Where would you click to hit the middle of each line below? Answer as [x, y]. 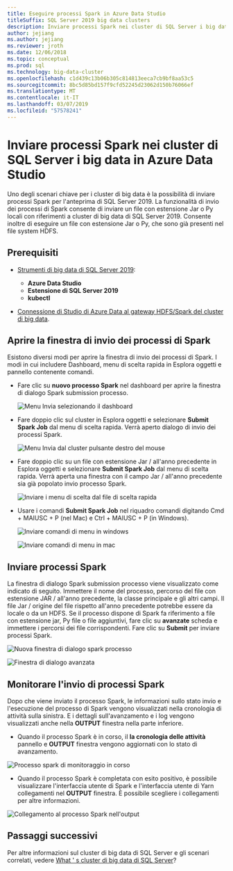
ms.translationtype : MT [42, 91]
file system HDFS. [33, 231]
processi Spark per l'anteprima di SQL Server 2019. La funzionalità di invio [113, 201]
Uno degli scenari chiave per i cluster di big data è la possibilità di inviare [111, 194]
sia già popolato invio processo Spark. [72, 484]
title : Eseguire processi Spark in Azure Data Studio [87, 14]
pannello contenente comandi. [51, 372]
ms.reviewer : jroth [35, 46]
